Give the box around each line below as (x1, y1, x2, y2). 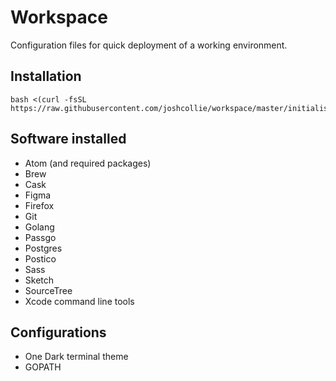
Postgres (24, 242, 63, 254)
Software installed (10, 131, 127, 148)
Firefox (24, 199, 55, 211)
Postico (24, 252, 57, 265)
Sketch (24, 274, 55, 286)
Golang (24, 221, 55, 233)
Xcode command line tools (24, 295, 135, 307)
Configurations (10, 324, 107, 341)
